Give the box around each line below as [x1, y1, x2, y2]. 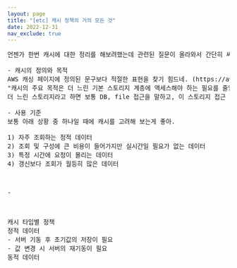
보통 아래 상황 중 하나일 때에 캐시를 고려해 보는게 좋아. [7, 118, 176, 126]
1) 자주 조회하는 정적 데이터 [7, 133, 93, 142]
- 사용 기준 [7, 109, 42, 117]
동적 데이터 [7, 253, 40, 262]
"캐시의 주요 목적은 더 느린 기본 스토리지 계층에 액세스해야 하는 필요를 [7, 84, 219, 92]
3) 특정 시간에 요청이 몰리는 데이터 [7, 151, 114, 159]
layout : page [7, 10, 46, 18]
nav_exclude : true [7, 30, 61, 37]
